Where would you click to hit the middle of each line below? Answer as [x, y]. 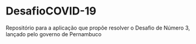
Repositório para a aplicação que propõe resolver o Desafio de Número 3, [98, 28]
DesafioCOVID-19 [51, 11]
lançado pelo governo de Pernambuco [54, 34]
